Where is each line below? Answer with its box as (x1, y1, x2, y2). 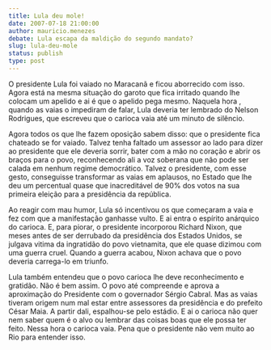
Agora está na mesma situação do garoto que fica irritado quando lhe (8, 87, 240, 97)
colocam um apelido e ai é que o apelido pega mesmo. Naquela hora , (8, 96, 242, 106)
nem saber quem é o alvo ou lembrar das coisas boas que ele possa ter (8, 314, 247, 324)
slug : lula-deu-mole (8, 42, 78, 50)
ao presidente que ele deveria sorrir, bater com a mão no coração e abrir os (8, 146, 261, 156)
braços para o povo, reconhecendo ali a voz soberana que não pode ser (8, 154, 249, 164)
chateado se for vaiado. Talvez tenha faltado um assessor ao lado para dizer (8, 137, 264, 147)
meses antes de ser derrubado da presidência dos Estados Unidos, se (8, 230, 243, 240)
